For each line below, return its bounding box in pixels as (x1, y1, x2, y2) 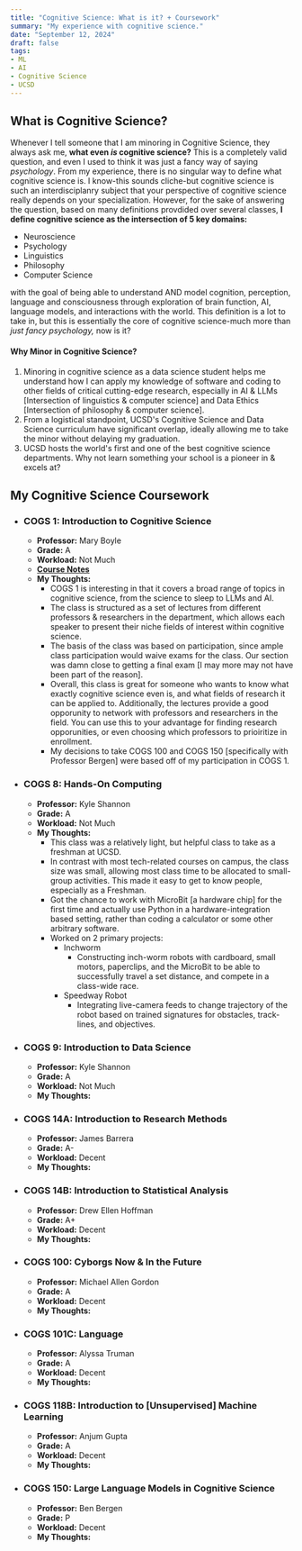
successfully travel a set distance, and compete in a (76, 970, 270, 982)
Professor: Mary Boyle (36, 535, 122, 546)
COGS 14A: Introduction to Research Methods (22, 1112, 227, 1125)
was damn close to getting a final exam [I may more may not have (49, 659, 294, 671)
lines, (76, 1019, 97, 1029)
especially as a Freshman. (49, 884, 147, 895)
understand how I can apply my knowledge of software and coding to (22, 376, 281, 386)
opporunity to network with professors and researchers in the (49, 708, 279, 719)
